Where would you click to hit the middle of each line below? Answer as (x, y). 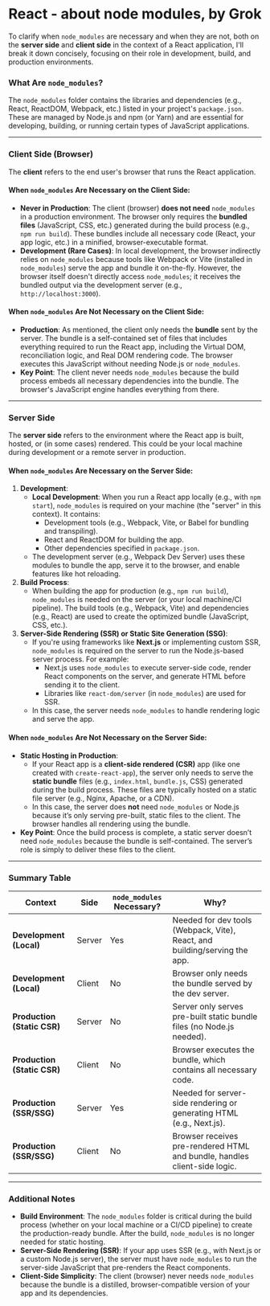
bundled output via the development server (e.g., (101, 285)
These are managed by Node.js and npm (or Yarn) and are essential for (126, 117)
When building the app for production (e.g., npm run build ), (130, 591)
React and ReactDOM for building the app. (114, 540)
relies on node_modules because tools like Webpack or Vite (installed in (136, 259)
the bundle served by (213, 983)
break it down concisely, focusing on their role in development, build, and (130, 53)
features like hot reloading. (76, 574)
